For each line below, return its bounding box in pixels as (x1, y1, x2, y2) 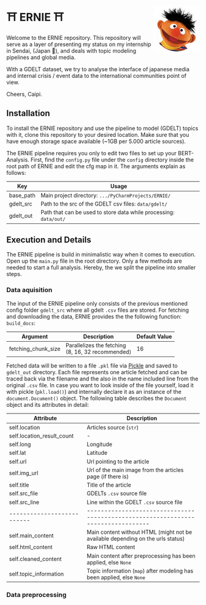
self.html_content (9, 544, 53, 551)
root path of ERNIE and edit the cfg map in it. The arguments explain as (6, 162, 186, 170)
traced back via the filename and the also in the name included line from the (6, 375, 199, 382)
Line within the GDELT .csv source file (86, 498, 183, 506)
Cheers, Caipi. (6, 90, 42, 98)
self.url (9, 458, 27, 465)
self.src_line (9, 498, 40, 506)
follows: (6, 169, 26, 176)
